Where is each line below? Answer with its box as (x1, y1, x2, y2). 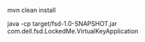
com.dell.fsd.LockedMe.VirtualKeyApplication (7, 27, 139, 35)
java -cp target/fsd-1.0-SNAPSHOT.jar (7, 20, 118, 27)
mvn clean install (7, 6, 56, 14)
